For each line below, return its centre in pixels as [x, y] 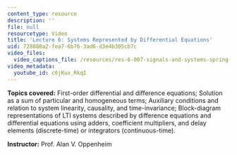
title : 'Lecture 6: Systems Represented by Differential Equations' [110, 40]
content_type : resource [42, 14]
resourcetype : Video [38, 33]
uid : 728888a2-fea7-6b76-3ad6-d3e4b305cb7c [72, 46]
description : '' [31, 20]
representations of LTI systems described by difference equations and [109, 115]
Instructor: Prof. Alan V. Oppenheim [60, 144]
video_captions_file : [45, 60]
